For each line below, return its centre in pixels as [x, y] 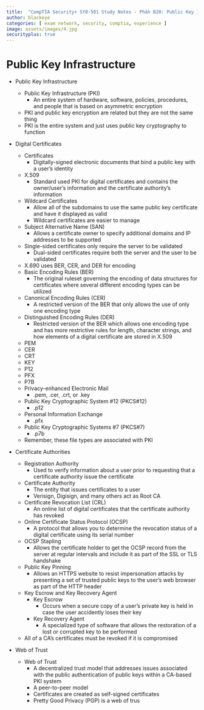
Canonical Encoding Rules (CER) [65, 298]
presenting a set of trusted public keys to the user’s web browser [114, 580]
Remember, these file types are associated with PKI [88, 440]
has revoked [49, 515]
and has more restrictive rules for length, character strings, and [112, 330]
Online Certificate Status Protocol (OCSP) [76, 522]
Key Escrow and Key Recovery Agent [70, 593]
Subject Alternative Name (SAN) [64, 227]
